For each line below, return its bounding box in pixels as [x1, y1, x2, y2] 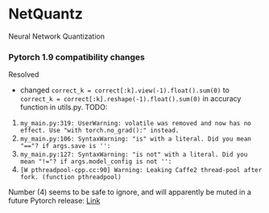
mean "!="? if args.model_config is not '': [19, 158, 172, 166]
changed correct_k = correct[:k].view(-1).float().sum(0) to [19, 85, 230, 95]
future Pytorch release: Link [8, 196, 101, 206]
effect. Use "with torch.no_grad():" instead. [19, 126, 180, 135]
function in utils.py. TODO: [19, 102, 108, 113]
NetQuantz [8, 5, 83, 23]
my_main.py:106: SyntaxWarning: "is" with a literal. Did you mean [19, 135, 251, 143]
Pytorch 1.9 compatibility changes [8, 51, 145, 63]
